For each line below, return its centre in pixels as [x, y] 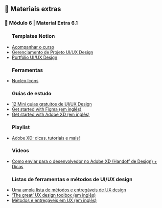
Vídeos [20, 151]
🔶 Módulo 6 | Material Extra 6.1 [41, 23]
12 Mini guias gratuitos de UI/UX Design [52, 104]
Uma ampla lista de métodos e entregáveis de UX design [69, 190]
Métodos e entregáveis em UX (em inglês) [54, 200]
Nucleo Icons [25, 80]
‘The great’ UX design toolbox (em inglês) [54, 195]
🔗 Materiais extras [33, 9]
